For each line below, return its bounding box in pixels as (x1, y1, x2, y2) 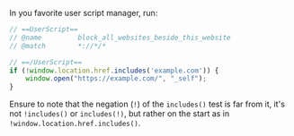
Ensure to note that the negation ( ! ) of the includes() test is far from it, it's (9, 98, 286, 110)
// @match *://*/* (9, 41, 106, 50)
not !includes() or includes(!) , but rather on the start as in (9, 108, 230, 119)
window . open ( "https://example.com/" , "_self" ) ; (25, 74, 207, 83)
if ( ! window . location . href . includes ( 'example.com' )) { (9, 66, 219, 75)
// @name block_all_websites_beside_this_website (9, 33, 231, 42)
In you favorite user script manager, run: (9, 8, 158, 18)
